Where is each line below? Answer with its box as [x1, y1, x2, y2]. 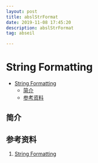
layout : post [6, 8, 38, 15]
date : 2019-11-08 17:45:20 [6, 19, 71, 25]
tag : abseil [6, 30, 35, 36]
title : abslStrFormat [6, 14, 59, 20]
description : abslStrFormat [6, 25, 74, 31]
